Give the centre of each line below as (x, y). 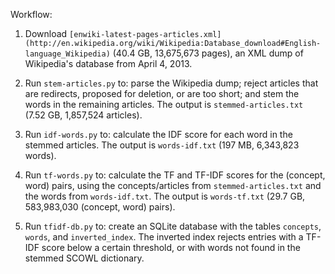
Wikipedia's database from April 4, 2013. (108, 63)
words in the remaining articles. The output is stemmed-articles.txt (164, 104)
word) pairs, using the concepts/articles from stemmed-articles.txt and (173, 185)
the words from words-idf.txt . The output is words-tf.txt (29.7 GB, (165, 196)
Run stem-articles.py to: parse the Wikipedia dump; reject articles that (171, 83)
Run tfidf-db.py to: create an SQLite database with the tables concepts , (173, 226)
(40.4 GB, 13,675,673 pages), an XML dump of (208, 53)
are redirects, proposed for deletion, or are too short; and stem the (162, 93)
